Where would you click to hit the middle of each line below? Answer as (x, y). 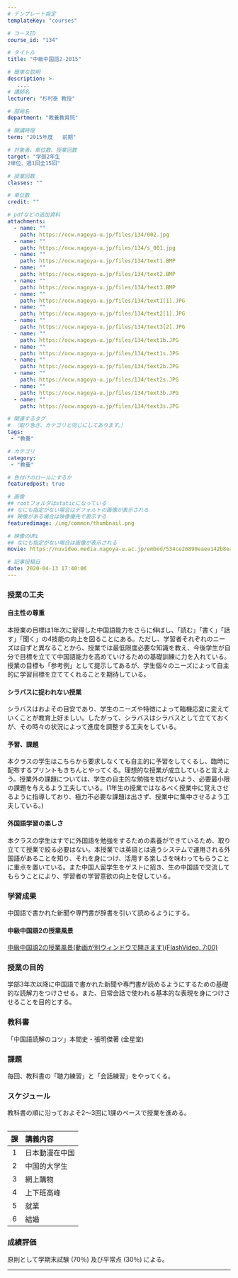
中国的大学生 (47, 1166)
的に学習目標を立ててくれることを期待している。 (79, 674)
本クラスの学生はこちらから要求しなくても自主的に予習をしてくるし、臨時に (119, 761)
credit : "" (23, 202)
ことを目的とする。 (47, 1002)
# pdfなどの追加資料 (34, 215)
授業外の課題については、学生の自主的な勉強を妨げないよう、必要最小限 (125, 779)
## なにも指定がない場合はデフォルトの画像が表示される (78, 510)
